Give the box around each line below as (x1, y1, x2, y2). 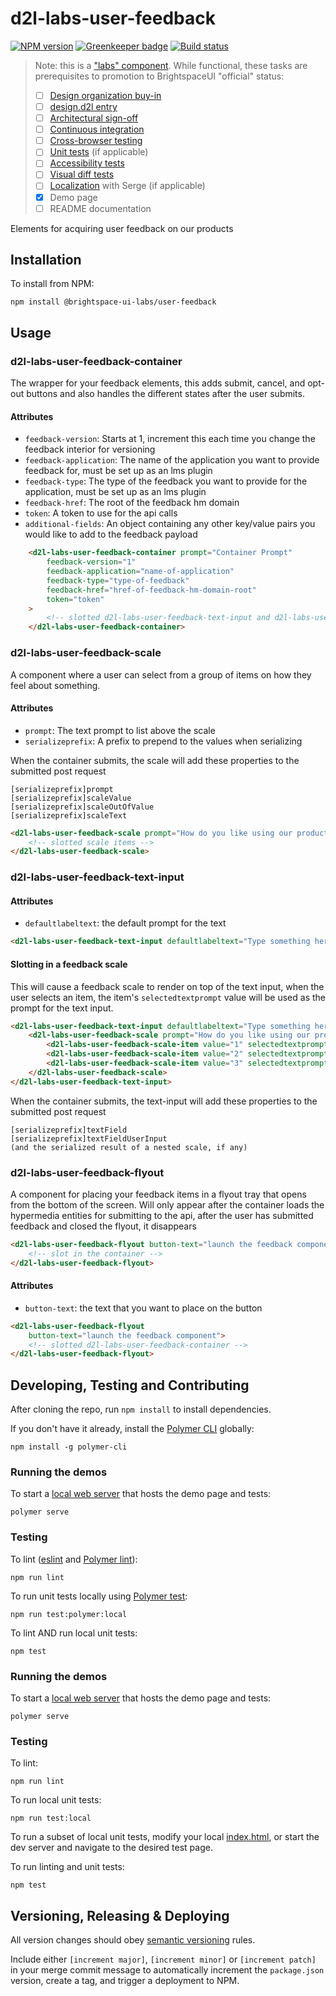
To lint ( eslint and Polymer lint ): (10, 1553, 138, 1565)
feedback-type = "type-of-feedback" (46, 575, 190, 586)
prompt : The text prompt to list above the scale (24, 724, 216, 736)
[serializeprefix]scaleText (10, 810, 128, 821)
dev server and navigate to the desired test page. (10, 1842, 213, 1854)
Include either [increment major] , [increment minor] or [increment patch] (10, 1953, 317, 1966)
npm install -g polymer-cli (10, 1442, 128, 1452)
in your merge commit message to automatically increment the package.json (10, 1964, 325, 1976)
